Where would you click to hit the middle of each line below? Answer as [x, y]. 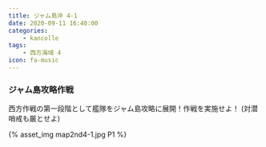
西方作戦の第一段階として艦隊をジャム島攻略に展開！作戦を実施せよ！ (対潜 [133, 109]
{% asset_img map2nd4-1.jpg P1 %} [68, 135]
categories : [28, 30]
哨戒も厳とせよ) [34, 119]
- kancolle [41, 38]
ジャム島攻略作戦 [41, 89]
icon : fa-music [34, 61]
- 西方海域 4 [42, 53]
